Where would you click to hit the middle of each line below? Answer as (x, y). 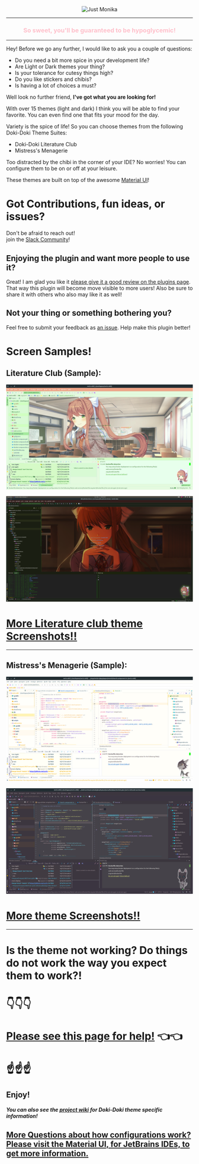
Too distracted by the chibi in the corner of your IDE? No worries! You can (96, 162)
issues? (26, 217)
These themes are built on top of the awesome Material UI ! (78, 180)
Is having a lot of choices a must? (55, 86)
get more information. (47, 1153)
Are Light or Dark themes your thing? (60, 67)
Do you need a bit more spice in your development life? (82, 60)
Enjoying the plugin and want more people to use (98, 258)
